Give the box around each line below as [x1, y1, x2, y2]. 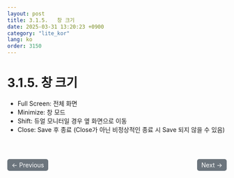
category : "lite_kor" [7, 29, 70, 37]
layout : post [7, 10, 45, 17]
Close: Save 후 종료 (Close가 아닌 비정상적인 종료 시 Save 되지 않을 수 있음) [17, 125, 225, 133]
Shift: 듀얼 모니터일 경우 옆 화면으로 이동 [17, 117, 127, 125]
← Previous [11, 161, 45, 169]
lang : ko [7, 36, 33, 43]
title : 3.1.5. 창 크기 [7, 17, 75, 24]
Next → [201, 161, 223, 169]
